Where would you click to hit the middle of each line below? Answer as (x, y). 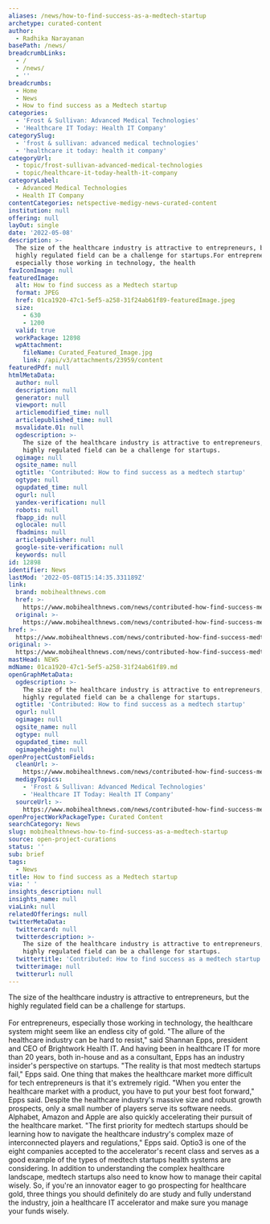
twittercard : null (47, 929)
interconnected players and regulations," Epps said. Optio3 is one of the (127, 1142)
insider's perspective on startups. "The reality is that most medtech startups (135, 1065)
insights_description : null (55, 892)
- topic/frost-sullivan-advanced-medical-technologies (109, 166)
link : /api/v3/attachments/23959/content (93, 360)
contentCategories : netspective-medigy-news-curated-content (113, 203)
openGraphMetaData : (41, 674)
